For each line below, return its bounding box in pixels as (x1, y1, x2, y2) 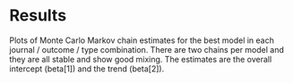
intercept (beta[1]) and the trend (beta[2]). (9, 63, 165, 74)
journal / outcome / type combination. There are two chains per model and (9, 44, 285, 54)
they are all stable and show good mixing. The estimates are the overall (9, 54, 272, 64)
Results (9, 5, 67, 26)
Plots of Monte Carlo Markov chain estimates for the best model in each (9, 35, 275, 46)
